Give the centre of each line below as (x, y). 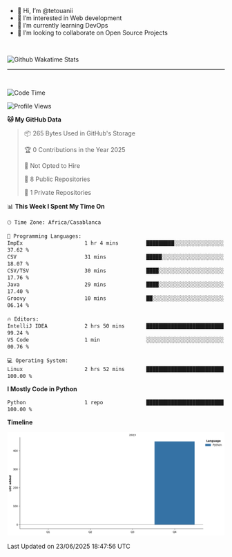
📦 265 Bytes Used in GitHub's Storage (80, 133)
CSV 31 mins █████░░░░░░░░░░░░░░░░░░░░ (116, 257)
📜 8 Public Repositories (57, 179)
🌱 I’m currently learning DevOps (62, 25)
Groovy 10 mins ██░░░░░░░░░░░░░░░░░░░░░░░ (116, 299)
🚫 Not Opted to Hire (52, 166)
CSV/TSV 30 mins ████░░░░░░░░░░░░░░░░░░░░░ (116, 271)
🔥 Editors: (23, 319)
